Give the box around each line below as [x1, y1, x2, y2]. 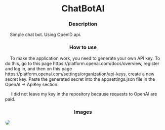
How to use [69, 44, 97, 51]
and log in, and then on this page [5, 65, 72, 71]
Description [68, 21, 98, 28]
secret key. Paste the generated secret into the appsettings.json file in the [5, 76, 155, 82]
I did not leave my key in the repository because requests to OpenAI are [11, 91, 157, 97]
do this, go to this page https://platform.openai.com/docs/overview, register [5, 60, 160, 66]
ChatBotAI [61, 3, 105, 14]
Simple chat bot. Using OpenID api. [9, 32, 82, 37]
